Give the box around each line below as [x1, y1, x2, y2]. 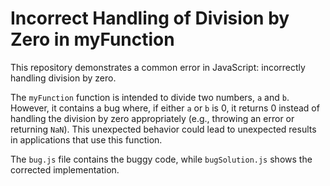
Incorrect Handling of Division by [10, 7, 290, 30]
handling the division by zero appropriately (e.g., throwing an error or [10, 112, 295, 124]
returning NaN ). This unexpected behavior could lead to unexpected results [10, 123, 317, 135]
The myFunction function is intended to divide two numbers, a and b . [10, 91, 290, 103]
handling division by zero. [10, 72, 117, 84]
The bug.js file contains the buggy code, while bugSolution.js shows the [10, 153, 313, 165]
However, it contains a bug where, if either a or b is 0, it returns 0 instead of [10, 102, 320, 114]
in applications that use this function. [10, 133, 163, 146]
